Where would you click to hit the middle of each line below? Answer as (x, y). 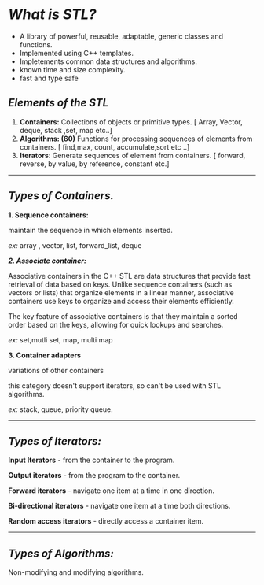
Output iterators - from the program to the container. (94, 476)
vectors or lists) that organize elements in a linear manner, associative (121, 292)
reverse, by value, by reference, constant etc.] (94, 164)
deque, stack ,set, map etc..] (66, 130)
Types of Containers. (61, 196)
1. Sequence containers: (48, 215)
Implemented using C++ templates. (77, 53)
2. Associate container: (47, 261)
